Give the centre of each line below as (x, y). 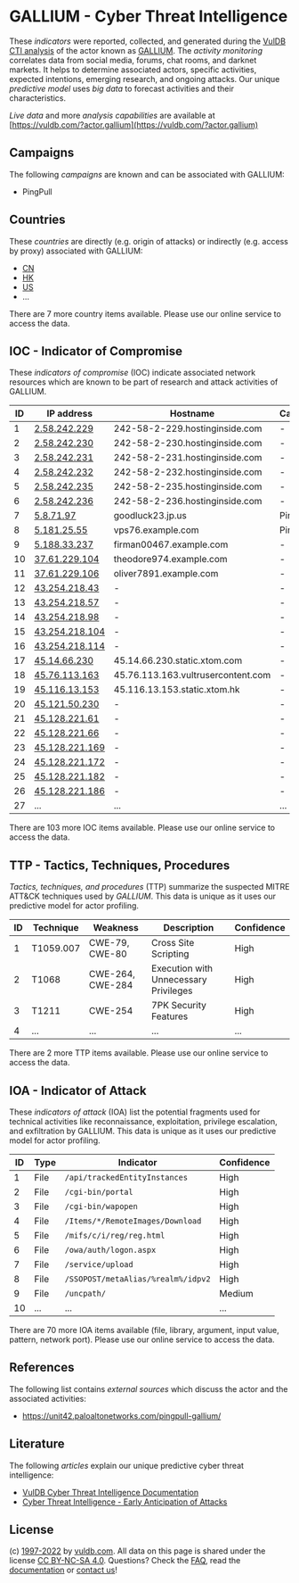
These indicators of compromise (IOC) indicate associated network (133, 373)
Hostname (192, 414)
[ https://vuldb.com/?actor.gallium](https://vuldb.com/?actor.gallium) (134, 124)
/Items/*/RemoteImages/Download (133, 1221)
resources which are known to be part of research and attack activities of (144, 382)
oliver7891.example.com (166, 574)
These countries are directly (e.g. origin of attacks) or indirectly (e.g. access (149, 241)
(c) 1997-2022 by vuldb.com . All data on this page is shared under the (137, 1551)
